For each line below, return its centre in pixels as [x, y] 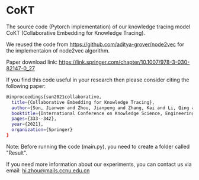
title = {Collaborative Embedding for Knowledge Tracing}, [83, 102]
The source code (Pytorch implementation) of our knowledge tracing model [98, 27]
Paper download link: [32, 62]
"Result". [17, 153]
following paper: [26, 86]
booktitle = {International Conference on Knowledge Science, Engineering [103, 113]
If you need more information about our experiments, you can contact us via [99, 164]
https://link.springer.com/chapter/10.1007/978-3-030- [124, 62]
